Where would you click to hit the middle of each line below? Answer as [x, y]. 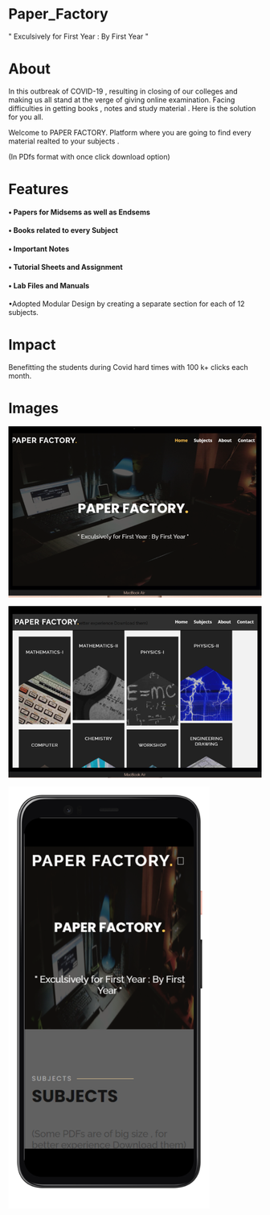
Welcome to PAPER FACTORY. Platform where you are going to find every [130, 132]
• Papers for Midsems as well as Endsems [80, 212]
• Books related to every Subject [63, 230]
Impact [32, 344]
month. [20, 375]
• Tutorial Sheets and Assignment [65, 267]
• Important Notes [39, 249]
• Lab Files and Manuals [49, 286]
